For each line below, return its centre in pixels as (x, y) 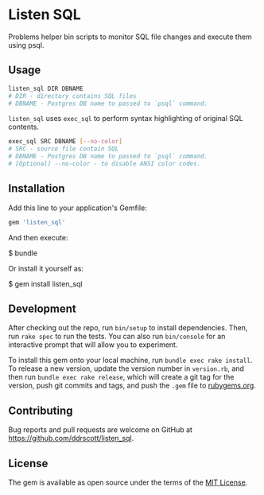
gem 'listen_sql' (37, 222)
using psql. (26, 45)
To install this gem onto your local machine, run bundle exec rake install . (130, 361)
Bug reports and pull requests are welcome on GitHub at (101, 430)
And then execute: (38, 237)
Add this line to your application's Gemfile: (78, 208)
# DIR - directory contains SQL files (72, 96)
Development (43, 308)
